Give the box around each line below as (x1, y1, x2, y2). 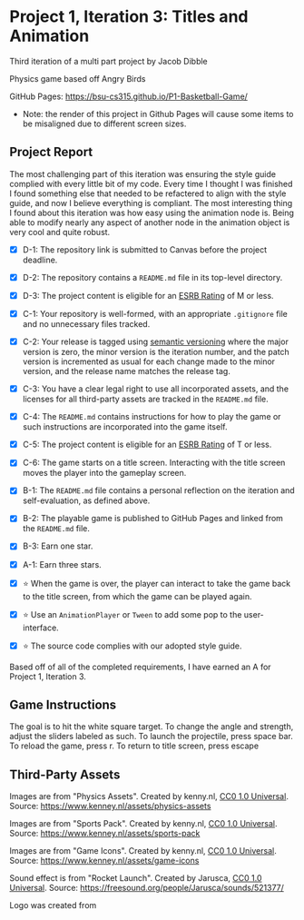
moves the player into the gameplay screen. (22, 468, 187, 479)
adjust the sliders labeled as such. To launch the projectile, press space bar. (9, 731, 293, 742)
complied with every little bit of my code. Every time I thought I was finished (9, 178, 293, 189)
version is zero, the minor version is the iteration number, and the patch (22, 347, 290, 358)
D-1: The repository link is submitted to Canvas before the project (22, 243, 268, 255)
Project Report (9, 144, 93, 160)
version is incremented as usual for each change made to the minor (22, 356, 275, 367)
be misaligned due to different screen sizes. (22, 118, 187, 129)
